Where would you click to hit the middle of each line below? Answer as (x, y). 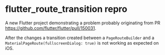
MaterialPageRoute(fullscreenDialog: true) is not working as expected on (82, 43)
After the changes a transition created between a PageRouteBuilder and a (80, 38)
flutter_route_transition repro (66, 9)
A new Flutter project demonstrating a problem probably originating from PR (83, 23)
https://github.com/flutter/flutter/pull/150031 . (51, 28)
